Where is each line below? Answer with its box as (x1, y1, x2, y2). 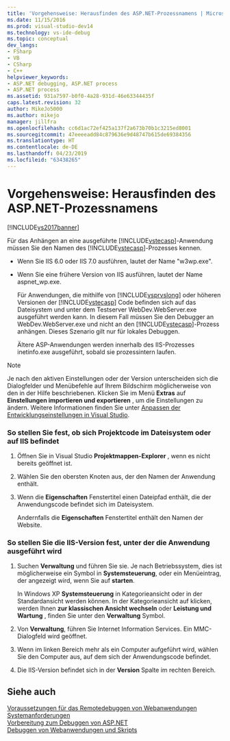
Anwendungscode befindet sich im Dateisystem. (16, 500, 154, 508)
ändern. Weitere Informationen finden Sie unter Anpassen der (7, 403, 181, 412)
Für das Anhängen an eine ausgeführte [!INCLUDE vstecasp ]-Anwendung (7, 236, 214, 244)
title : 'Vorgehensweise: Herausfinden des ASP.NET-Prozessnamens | (7, 10, 204, 17)
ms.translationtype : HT (7, 138, 75, 145)
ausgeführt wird (7, 546, 62, 555)
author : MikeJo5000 (7, 105, 63, 112)
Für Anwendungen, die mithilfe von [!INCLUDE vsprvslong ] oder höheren (16, 290, 221, 299)
